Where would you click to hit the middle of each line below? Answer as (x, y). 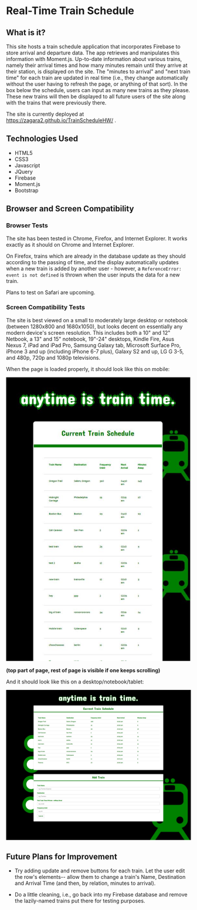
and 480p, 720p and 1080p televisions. (53, 358)
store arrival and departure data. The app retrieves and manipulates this (93, 53)
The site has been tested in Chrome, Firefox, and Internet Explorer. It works (97, 238)
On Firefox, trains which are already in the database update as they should (96, 256)
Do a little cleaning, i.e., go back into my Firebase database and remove (101, 895)
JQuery (24, 171)
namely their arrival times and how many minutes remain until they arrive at (97, 65)
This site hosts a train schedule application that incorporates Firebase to (93, 46)
